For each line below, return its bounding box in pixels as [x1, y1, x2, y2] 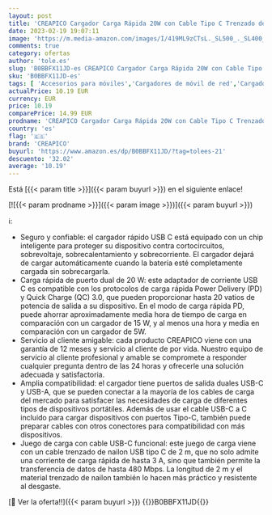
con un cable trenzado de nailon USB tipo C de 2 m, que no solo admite [19, 447, 259, 457]
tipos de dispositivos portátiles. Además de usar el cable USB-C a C [19, 404, 247, 414]
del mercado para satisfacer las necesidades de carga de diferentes [19, 395, 249, 405]
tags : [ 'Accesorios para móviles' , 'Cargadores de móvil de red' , [8, 79, 237, 87]
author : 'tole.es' [8, 57, 70, 65]
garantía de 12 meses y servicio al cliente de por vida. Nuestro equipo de [19, 344, 264, 354]
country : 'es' [8, 125, 57, 133]
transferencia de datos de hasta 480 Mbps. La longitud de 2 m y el [19, 464, 243, 474]
